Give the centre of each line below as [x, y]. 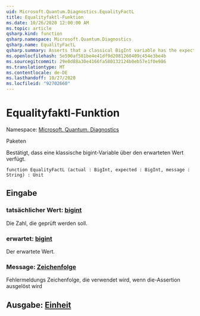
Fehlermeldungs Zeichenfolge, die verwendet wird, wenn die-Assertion [93, 280]
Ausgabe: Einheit [39, 305]
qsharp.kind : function [34, 34]
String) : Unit [25, 175]
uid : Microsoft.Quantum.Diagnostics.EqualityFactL [70, 12]
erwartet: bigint [29, 239]
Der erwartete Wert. [31, 251]
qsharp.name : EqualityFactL [41, 45]
